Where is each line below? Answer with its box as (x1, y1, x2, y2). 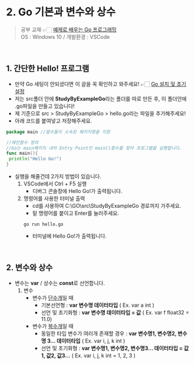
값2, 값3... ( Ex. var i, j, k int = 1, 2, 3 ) (46, 351, 136, 359)
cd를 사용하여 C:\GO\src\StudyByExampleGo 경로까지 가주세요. (32, 203, 181, 209)
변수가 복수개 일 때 (32, 322, 74, 330)
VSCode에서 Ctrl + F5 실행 (23, 180, 87, 187)
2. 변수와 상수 (6, 263, 53, 273)
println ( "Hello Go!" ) (8, 156, 62, 162)
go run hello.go (23, 221, 64, 227)
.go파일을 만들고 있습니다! (14, 102, 75, 109)
